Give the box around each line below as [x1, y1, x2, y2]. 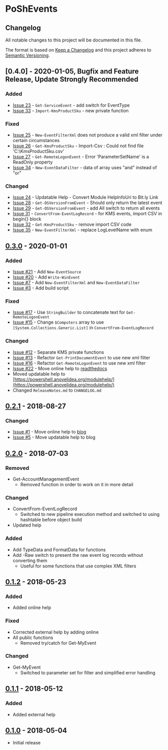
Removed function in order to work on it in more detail [20, 481, 133, 487]
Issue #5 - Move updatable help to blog [12, 434, 96, 440]
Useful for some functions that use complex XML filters [20, 563, 136, 569]
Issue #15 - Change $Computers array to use [12, 319, 104, 325]
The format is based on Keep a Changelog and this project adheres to [5, 47, 152, 53]
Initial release [12, 740, 41, 746]
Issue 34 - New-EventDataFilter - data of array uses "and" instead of [12, 164, 157, 170]
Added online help [12, 604, 51, 611]
